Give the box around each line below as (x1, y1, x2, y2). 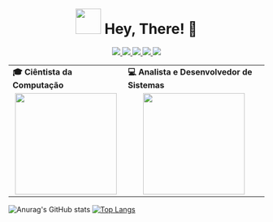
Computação (12, 79, 64, 91)
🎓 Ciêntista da (12, 66, 73, 77)
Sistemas (127, 79, 165, 91)
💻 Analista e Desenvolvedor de (127, 66, 253, 77)
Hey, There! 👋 (104, 20, 197, 38)
